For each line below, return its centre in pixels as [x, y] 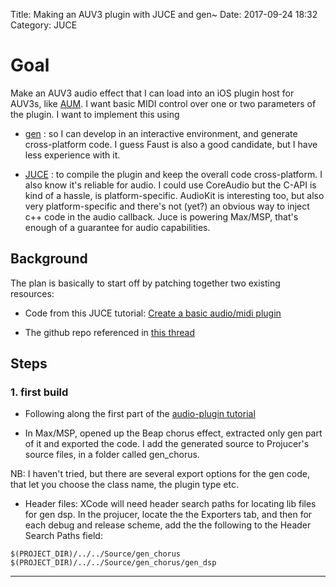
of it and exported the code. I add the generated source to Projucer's [167, 444]
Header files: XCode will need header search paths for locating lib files [170, 504]
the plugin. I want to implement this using [95, 114]
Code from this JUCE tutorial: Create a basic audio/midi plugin [153, 313]
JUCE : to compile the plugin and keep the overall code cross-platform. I [173, 174]
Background [49, 259]
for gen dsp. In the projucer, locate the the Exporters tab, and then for [168, 515]
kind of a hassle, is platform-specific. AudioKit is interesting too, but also [174, 195]
